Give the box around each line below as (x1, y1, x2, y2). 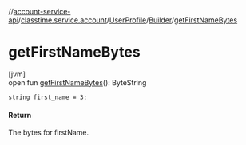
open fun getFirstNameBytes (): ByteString (8, 77, 147, 87)
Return (8, 110, 32, 120)
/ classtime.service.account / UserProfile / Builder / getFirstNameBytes (18, 15, 238, 25)
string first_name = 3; (8, 93, 88, 101)
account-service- (13, 7, 71, 16)
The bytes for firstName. (8, 127, 89, 138)
